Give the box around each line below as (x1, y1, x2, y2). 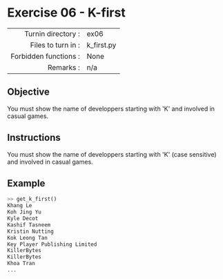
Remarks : (47, 62, 81, 72)
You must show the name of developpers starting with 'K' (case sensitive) (7, 150, 217, 158)
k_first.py (86, 40, 117, 50)
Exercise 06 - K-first (7, 5, 126, 21)
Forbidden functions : (10, 51, 81, 61)
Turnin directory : (23, 29, 81, 39)
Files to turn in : (30, 40, 81, 50)
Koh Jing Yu (7, 209, 41, 215)
